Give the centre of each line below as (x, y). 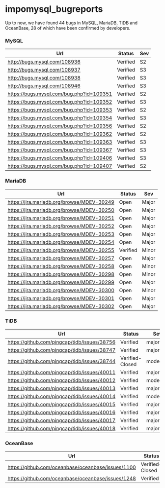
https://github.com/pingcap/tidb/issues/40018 (62, 428)
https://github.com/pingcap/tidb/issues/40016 (62, 412)
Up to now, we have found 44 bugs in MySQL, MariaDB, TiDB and (71, 23)
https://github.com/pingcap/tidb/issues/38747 (62, 350)
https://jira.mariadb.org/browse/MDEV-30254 (61, 242)
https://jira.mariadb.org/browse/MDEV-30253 (61, 234)
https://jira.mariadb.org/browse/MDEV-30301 (61, 298)
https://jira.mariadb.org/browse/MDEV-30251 (61, 218)
